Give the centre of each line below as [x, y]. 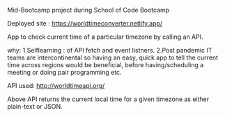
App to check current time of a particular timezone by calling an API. [105, 37]
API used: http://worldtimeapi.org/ [56, 85]
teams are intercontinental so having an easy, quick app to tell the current [113, 57]
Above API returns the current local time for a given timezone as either [108, 99]
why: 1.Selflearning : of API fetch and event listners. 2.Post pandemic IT [110, 50]
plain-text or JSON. [35, 106]
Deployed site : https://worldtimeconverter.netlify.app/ [85, 23]
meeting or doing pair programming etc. [64, 72]
